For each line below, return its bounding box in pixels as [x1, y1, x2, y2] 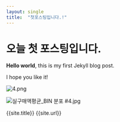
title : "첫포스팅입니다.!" [6, 14, 67, 20]
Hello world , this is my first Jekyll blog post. [6, 62, 115, 69]
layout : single [6, 8, 44, 15]
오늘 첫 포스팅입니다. [6, 42, 101, 56]
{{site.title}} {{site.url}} [6, 109, 61, 117]
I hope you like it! [6, 74, 48, 81]
